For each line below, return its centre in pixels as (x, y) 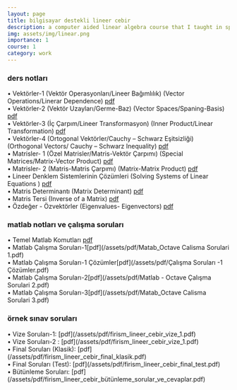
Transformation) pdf (36, 131)
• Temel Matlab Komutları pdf (50, 240)
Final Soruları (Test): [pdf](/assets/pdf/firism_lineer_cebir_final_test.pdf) (116, 364)
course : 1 (22, 47)
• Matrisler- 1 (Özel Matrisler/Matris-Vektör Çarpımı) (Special (95, 154)
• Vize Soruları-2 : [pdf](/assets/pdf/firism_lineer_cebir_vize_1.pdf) (103, 341)
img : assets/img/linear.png (49, 34)
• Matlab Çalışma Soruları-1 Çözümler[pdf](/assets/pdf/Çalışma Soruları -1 (115, 263)
